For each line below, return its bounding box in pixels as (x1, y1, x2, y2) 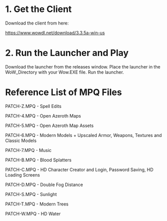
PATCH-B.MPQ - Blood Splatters (5, 156, 72, 163)
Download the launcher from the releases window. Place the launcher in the (5, 63, 161, 69)
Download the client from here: (5, 20, 69, 26)
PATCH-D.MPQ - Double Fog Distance (5, 181, 83, 187)
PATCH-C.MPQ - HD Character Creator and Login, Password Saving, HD (5, 166, 154, 172)
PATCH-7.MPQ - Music (5, 147, 52, 153)
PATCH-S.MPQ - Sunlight (5, 191, 57, 197)
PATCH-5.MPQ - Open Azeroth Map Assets (5, 122, 94, 128)
